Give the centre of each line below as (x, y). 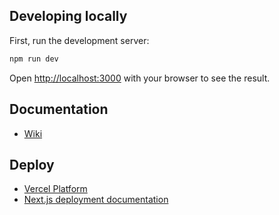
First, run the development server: (79, 40)
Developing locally (68, 16)
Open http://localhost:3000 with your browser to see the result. (140, 78)
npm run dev (34, 59)
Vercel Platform (55, 189)
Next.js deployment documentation (96, 200)
